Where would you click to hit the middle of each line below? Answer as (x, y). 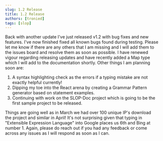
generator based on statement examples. (53, 93)
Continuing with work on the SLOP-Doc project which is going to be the (84, 98)
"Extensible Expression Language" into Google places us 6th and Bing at (78, 123)
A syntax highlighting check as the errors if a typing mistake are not (80, 77)
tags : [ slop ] (18, 23)
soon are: (15, 68)
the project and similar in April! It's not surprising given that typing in (74, 118)
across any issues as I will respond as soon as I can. (57, 133)
